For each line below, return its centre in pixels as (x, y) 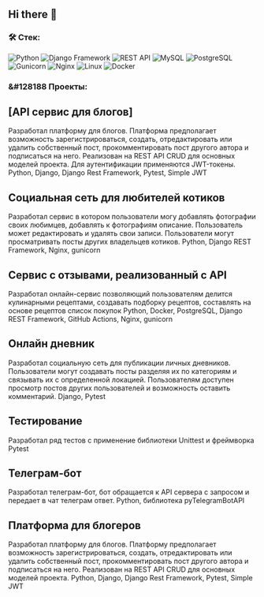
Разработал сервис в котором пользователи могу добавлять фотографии (132, 217)
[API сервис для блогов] (71, 112)
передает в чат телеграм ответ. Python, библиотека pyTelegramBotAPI (126, 501)
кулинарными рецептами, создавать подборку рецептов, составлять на (130, 302)
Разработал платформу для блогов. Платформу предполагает (112, 544)
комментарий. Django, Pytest (57, 396)
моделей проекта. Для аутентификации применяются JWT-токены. (122, 164)
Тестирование (45, 422)
